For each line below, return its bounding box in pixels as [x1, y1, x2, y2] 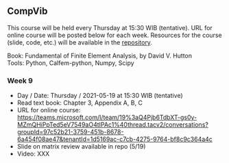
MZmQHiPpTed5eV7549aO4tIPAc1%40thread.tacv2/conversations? [16, 121, 209, 129]
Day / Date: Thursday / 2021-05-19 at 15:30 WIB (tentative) [16, 92, 183, 100]
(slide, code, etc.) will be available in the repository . [7, 38, 153, 47]
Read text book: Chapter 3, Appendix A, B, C [16, 99, 143, 107]
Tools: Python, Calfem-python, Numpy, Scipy [7, 58, 135, 67]
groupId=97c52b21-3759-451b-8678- [16, 128, 124, 136]
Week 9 [7, 75, 33, 85]
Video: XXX [16, 150, 50, 158]
